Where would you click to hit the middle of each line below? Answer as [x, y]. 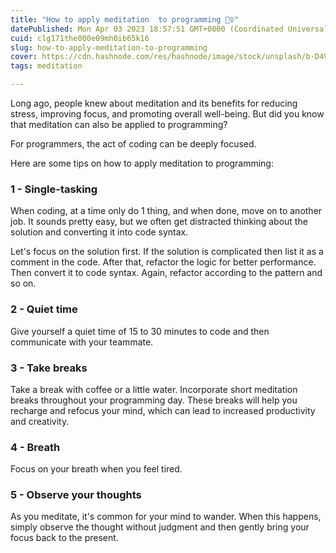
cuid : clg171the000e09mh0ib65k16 [80, 38]
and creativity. [40, 421]
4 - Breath [35, 447]
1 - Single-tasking [54, 189]
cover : [24, 57]
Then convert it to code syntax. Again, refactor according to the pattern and [166, 273]
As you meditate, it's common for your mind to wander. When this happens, [166, 517]
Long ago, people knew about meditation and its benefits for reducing [154, 103]
